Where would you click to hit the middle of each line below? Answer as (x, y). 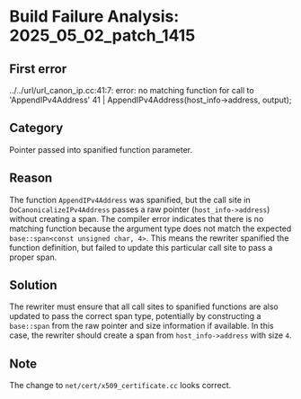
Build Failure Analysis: (94, 17)
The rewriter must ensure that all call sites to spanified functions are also (144, 306)
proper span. (33, 257)
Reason (31, 178)
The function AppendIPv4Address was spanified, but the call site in (130, 199)
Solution (33, 285)
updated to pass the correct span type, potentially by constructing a (135, 316)
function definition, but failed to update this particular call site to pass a (141, 247)
